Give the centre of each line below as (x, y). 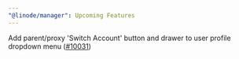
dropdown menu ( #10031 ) (50, 46)
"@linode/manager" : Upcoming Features (72, 15)
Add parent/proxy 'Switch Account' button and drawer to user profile (119, 38)
